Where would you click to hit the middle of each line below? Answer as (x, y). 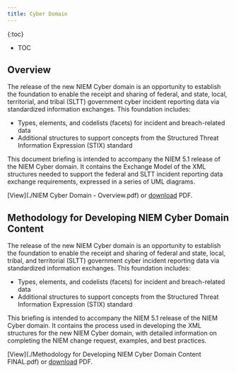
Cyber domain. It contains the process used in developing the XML (105, 326)
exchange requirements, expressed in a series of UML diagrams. (101, 182)
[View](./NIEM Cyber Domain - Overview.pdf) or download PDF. (100, 196)
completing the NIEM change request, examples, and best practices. (107, 341)
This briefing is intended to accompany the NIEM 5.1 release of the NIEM (112, 318)
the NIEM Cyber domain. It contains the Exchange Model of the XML (107, 167)
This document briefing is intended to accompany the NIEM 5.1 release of (114, 159)
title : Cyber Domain (38, 14)
